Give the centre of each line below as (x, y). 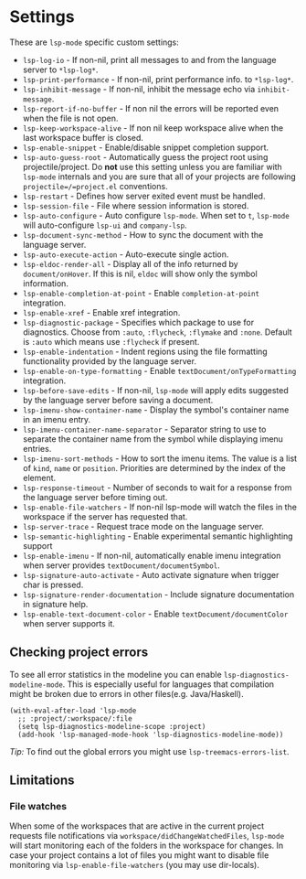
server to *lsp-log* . (60, 70)
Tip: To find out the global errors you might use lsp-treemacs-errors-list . (149, 751)
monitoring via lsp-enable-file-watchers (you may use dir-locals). (135, 865)
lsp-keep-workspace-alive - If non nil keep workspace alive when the (153, 128)
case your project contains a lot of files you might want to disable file (139, 855)
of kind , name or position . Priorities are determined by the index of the (154, 467)
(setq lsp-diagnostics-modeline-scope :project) (112, 726)
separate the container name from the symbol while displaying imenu (153, 439)
